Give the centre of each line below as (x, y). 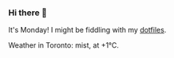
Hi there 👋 (28, 13)
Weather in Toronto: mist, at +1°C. (64, 45)
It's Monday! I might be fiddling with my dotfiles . (87, 30)
